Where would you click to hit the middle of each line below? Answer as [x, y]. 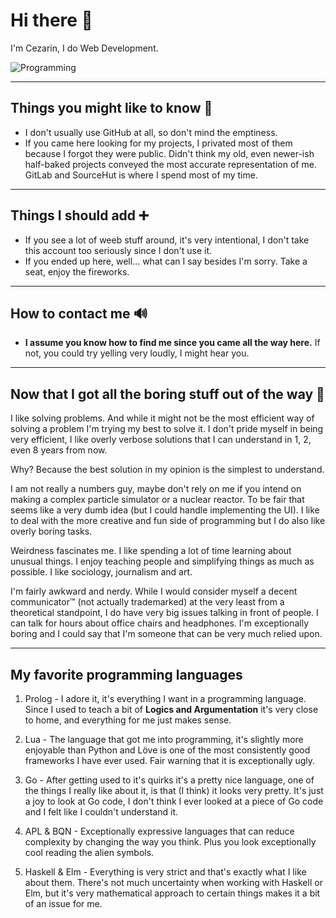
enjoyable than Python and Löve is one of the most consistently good [167, 750]
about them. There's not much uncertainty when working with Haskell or [173, 882]
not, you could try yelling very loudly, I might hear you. [137, 353]
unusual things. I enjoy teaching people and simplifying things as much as [162, 561]
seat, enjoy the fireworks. [77, 271]
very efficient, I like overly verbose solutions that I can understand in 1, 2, [161, 440]
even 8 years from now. [59, 450]
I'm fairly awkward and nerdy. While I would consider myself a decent [154, 591]
